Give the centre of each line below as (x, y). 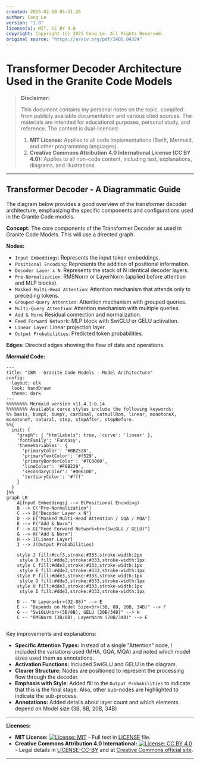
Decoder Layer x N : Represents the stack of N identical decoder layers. (102, 270)
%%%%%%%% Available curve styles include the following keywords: (90, 409)
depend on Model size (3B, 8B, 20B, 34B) (66, 708)
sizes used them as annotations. (54, 658)
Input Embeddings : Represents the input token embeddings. (87, 257)
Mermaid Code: (26, 356)
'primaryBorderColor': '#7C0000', (65, 461)
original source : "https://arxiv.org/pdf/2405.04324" (74, 39)
